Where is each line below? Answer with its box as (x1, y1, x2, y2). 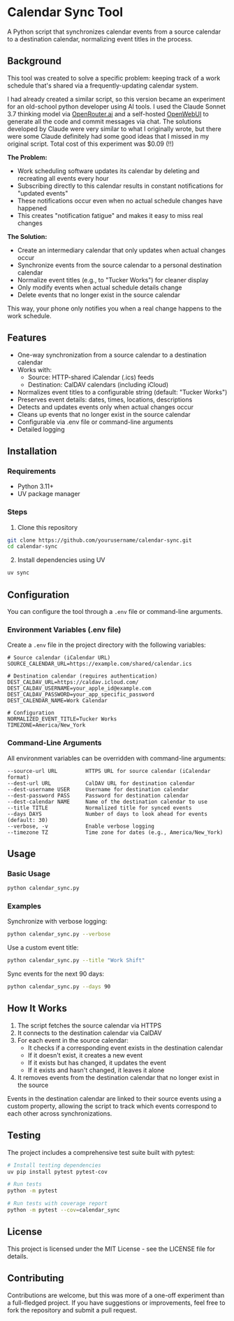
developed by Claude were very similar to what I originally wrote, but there (7, 124, 221, 133)
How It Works (7, 1003, 68, 1015)
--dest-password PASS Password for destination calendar (7, 792, 189, 799)
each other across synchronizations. (7, 1109, 112, 1118)
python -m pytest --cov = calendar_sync (7, 1207, 120, 1214)
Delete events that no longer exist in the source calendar (17, 290, 180, 299)
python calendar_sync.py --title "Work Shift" (7, 957, 145, 964)
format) (7, 774, 30, 781)
